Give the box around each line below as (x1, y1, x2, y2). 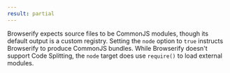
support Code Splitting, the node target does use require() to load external (7, 51, 222, 60)
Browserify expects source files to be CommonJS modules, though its (7, 29, 208, 38)
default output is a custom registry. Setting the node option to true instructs (7, 36, 224, 45)
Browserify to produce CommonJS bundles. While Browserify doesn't (7, 44, 208, 52)
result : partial (7, 10, 55, 17)
